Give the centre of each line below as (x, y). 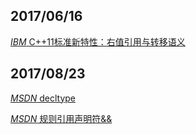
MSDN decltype (43, 98)
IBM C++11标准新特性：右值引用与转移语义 (98, 41)
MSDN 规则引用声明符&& (61, 118)
